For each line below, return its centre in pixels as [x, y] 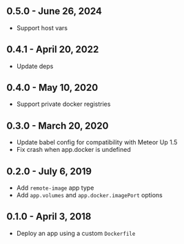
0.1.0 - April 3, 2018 [49, 217]
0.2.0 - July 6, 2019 [49, 171]
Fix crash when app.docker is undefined [74, 150]
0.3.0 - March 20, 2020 [58, 125]
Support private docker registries [63, 104]
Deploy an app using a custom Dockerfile [76, 233]
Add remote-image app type [55, 188]
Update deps [35, 66]
